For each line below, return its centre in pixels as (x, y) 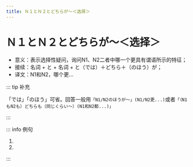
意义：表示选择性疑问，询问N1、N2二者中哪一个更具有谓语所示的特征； (101, 60)
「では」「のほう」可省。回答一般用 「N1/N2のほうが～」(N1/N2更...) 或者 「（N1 (97, 99)
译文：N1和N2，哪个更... (44, 74)
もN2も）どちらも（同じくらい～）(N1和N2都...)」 (60, 106)
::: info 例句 (20, 129)
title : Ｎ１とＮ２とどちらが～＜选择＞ (48, 11)
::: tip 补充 (18, 87)
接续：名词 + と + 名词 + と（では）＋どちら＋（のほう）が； (88, 67)
